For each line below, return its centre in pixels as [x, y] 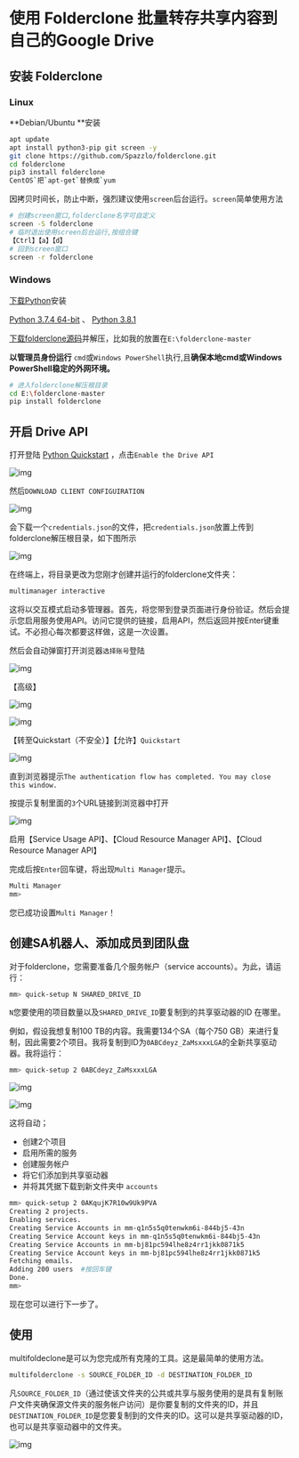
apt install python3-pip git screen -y [83, 148]
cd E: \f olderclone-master [57, 393]
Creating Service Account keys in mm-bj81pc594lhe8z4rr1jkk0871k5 [135, 1253]
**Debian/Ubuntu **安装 [55, 122]
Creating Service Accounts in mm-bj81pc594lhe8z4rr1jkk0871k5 [127, 1244]
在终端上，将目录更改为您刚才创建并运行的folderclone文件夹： [124, 574]
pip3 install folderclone [57, 173]
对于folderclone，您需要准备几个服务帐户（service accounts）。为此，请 [141, 966]
